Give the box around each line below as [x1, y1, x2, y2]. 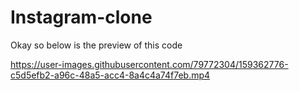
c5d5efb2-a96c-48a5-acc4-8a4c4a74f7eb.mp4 [10, 69, 211, 81]
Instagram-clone [10, 6, 153, 29]
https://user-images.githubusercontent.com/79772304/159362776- [10, 58, 289, 70]
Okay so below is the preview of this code [10, 39, 183, 51]
